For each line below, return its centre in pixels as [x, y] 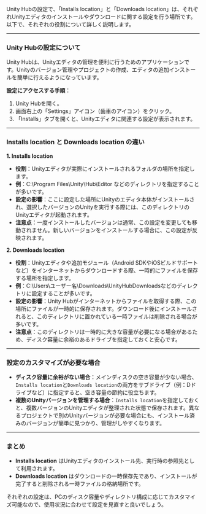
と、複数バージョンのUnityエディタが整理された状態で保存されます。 [102, 408]
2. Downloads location [36, 250]
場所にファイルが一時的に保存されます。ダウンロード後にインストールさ [106, 308]
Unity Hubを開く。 [39, 104]
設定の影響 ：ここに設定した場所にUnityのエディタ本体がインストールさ [105, 199]
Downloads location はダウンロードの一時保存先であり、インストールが [106, 476]
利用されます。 [39, 469]
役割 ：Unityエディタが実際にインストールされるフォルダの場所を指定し [105, 168]
